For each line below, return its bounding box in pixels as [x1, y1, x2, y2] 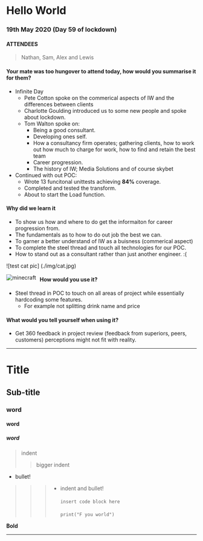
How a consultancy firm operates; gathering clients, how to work [33, 139, 195, 146]
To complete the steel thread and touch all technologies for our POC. [14, 244, 186, 251]
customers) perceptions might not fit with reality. [14, 336, 137, 343]
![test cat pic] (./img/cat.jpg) [6, 262, 77, 269]
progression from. [14, 224, 60, 232]
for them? [6, 74, 31, 81]
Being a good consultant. [33, 126, 95, 133]
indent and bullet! [60, 485, 104, 492]
